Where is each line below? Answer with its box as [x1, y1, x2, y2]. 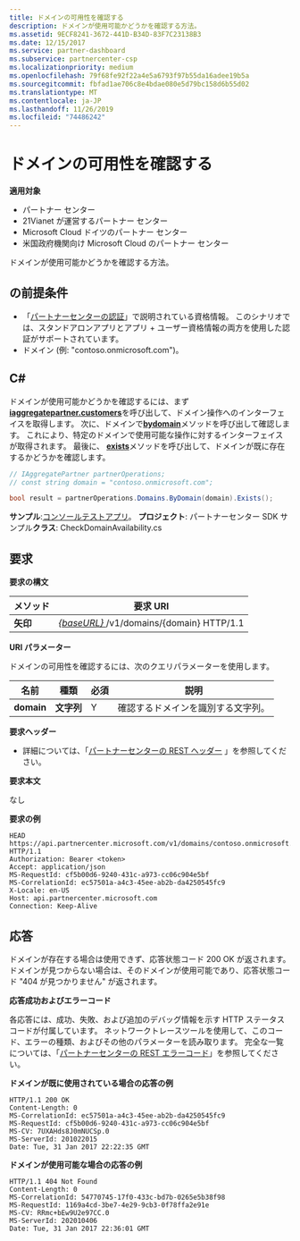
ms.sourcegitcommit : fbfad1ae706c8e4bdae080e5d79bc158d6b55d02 [9, 80, 250, 89]
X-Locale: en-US [9, 886, 70, 895]
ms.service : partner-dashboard [9, 46, 126, 55]
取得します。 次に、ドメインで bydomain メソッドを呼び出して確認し [32, 418, 283, 429]
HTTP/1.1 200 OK [9, 1095, 70, 1104]
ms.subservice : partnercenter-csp [9, 55, 138, 63]
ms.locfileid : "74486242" [9, 113, 105, 122]
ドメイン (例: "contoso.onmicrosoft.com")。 [21, 344, 184, 355]
